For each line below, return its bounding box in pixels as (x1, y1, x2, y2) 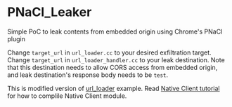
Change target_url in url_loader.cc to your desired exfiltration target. (7, 48, 212, 57)
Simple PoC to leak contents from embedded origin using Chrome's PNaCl (7, 27, 223, 36)
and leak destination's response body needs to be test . (7, 71, 169, 79)
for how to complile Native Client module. (7, 92, 127, 100)
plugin (7, 34, 26, 43)
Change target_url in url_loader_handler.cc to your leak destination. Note (7, 55, 225, 64)
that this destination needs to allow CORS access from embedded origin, (7, 63, 218, 71)
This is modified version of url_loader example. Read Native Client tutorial (7, 84, 220, 92)
